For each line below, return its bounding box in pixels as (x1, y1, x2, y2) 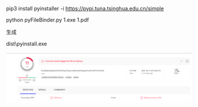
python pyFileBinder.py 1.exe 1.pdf (6, 16, 90, 23)
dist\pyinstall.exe (6, 41, 47, 47)
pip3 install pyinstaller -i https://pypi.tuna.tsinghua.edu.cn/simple (6, 5, 164, 12)
